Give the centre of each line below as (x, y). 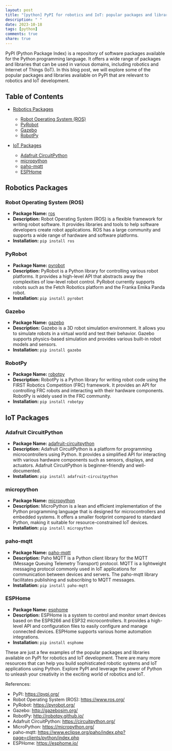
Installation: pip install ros (44, 241)
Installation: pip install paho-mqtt (50, 585)
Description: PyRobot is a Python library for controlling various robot (85, 271)
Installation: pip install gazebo (47, 350)
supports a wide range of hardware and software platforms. (76, 235)
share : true (18, 39)
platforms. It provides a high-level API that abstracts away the (78, 276)
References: (18, 684)
